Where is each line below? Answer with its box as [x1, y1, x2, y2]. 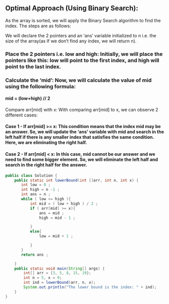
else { [30, 229, 42, 234]
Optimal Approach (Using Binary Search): [5, 4, 139, 13]
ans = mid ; [39, 210, 65, 216]
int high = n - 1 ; [21, 187, 60, 192]
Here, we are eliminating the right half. [5, 140, 87, 146]
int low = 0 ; [21, 183, 51, 188]
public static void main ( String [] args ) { [14, 266, 105, 271]
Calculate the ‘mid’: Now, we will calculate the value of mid [5, 77, 152, 84]
